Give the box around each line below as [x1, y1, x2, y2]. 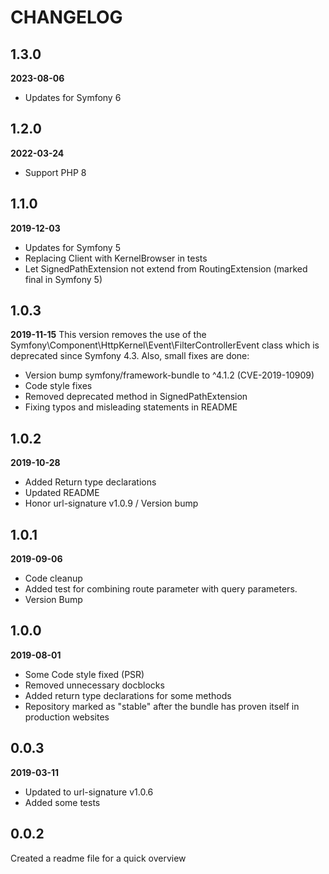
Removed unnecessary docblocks [24, 679, 165, 691]
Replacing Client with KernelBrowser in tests [24, 252, 208, 264]
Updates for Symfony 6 [24, 92, 122, 103]
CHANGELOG [10, 6, 123, 29]
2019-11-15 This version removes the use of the [10, 329, 207, 341]
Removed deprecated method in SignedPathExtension [24, 391, 248, 403]
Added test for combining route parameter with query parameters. [24, 583, 298, 595]
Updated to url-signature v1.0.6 [24, 786, 154, 798]
